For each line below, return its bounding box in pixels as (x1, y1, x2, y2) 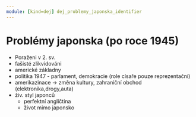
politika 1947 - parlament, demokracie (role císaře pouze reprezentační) (14, 72, 191, 80)
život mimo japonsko (23, 104, 75, 111)
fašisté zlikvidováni (14, 60, 62, 67)
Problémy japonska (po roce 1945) (6, 34, 179, 47)
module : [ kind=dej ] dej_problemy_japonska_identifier (6, 8, 143, 15)
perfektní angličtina (23, 97, 71, 105)
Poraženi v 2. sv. (14, 54, 56, 61)
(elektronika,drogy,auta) (14, 85, 74, 92)
